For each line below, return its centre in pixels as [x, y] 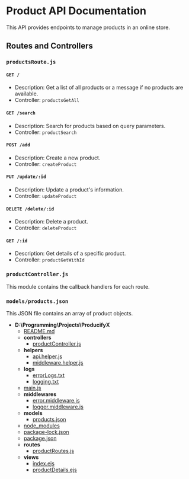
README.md [39, 331]
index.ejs [44, 464]
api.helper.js [47, 356]
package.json [40, 438]
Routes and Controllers [49, 46]
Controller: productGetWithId [49, 260]
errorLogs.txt [49, 375]
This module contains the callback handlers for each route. [78, 286]
